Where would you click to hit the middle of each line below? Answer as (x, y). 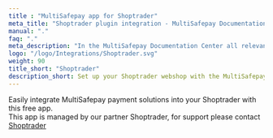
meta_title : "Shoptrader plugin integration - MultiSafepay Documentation (138, 24)
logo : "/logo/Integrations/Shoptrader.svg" (83, 54)
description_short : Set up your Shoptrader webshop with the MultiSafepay (138, 76)
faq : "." (23, 39)
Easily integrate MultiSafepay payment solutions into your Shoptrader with (132, 99)
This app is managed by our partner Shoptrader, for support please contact (134, 116)
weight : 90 (27, 62)
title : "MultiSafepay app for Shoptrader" (83, 16)
